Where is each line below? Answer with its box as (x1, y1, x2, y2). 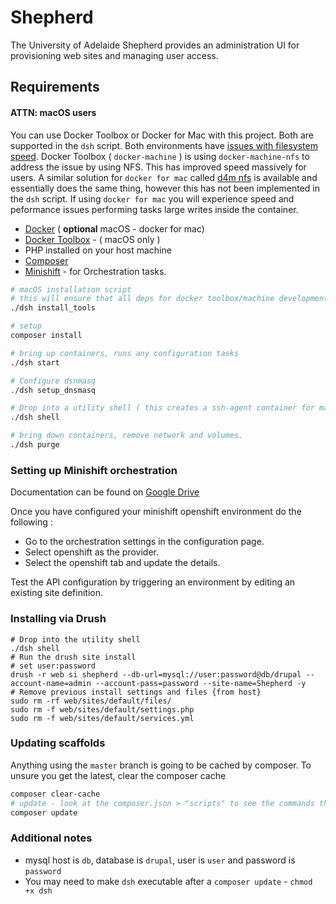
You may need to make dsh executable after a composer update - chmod (24, 875, 313, 887)
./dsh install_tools (10, 303, 97, 313)
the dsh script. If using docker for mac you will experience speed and (10, 192, 295, 205)
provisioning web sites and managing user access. (10, 49, 219, 61)
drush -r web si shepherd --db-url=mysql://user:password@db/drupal (10, 669, 302, 680)
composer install (10, 331, 83, 341)
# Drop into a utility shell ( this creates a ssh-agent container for (10, 403, 315, 413)
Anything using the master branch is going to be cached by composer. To (10, 759, 312, 771)
